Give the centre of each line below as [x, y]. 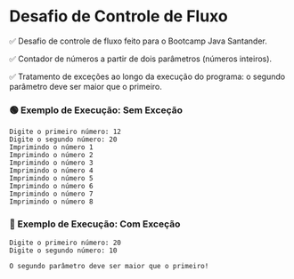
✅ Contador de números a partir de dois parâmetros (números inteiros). [141, 59]
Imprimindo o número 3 [51, 163]
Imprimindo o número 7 [51, 194]
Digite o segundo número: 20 [63, 139]
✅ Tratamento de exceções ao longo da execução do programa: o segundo [147, 76]
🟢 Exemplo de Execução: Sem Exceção [96, 110]
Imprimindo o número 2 [51, 155]
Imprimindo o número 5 [51, 179]
